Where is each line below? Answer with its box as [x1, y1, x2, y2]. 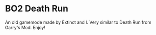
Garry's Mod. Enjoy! [5, 24, 46, 30]
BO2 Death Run [5, 3, 69, 14]
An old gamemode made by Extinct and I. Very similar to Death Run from [5, 19, 152, 25]
